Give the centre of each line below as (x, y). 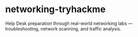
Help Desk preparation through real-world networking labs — (69, 23)
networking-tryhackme (56, 9)
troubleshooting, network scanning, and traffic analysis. (63, 28)
